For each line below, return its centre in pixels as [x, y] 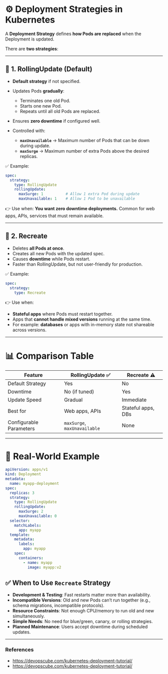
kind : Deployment [23, 474]
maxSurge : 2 [31, 511]
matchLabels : [28, 525]
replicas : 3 [22, 493]
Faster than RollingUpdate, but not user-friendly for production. [77, 264]
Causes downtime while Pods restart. [51, 259]
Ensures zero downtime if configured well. [56, 121]
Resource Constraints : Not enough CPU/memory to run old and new [83, 611]
